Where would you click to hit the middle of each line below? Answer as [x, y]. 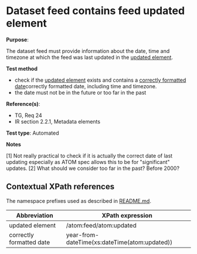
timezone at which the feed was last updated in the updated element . [89, 57]
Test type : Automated [33, 133]
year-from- [83, 235]
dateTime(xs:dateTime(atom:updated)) [119, 242]
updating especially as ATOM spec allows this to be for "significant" [88, 162]
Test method [22, 68]
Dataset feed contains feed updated [96, 11]
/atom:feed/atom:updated [101, 225]
